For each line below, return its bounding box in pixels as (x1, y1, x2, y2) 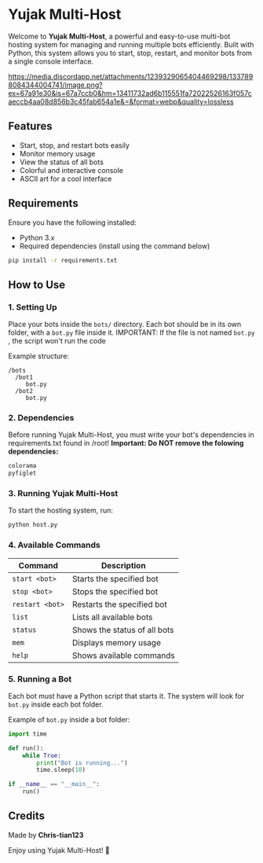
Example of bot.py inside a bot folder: (8, 714, 130, 724)
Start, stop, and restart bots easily (19, 140, 130, 150)
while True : (22, 751, 61, 759)
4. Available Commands (8, 540, 100, 551)
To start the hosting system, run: (8, 505, 114, 516)
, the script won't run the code (8, 336, 106, 346)
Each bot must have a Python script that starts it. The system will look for (8, 691, 245, 700)
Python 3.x (19, 233, 55, 242)
